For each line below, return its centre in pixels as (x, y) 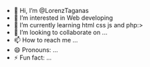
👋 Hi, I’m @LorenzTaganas (51, 11)
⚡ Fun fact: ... (32, 57)
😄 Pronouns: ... (36, 50)
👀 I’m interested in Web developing (63, 18)
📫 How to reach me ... (46, 40)
